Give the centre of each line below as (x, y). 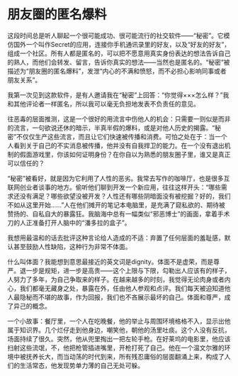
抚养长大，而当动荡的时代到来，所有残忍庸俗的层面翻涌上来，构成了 (125, 356)
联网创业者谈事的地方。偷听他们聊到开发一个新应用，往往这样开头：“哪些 (114, 187)
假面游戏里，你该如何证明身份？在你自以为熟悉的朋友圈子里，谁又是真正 (125, 154)
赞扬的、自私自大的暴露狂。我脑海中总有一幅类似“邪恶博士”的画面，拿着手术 (119, 214)
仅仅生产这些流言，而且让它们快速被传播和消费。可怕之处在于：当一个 (125, 136)
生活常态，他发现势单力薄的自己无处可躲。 (81, 365)
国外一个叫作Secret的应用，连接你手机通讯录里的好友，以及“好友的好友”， (122, 44)
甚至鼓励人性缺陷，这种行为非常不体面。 (72, 246)
